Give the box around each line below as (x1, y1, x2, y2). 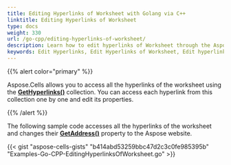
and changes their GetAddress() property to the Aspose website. (7, 129, 192, 137)
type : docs (7, 23, 38, 30)
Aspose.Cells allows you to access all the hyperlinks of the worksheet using (7, 80, 222, 89)
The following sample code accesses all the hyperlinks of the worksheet (7, 122, 212, 130)
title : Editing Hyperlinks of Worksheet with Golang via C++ (7, 10, 186, 17)
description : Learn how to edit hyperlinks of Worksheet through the (7, 42, 211, 49)
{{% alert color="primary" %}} (7, 67, 93, 76)
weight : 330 (7, 29, 41, 36)
